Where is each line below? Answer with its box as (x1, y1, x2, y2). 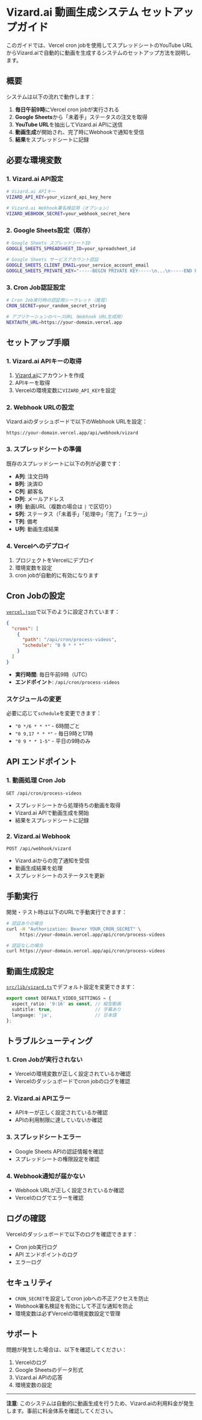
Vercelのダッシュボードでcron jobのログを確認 (14, 1078, 130, 1085)
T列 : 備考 (14, 518, 38, 525)
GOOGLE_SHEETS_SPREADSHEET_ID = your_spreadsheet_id (6, 246, 136, 252)
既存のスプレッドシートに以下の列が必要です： (6, 460, 122, 467)
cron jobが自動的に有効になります (14, 571, 99, 579)
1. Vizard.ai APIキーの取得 (6, 357, 82, 365)
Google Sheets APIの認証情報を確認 (14, 1148, 104, 1155)
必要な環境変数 (6, 155, 62, 165)
